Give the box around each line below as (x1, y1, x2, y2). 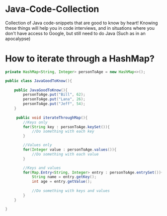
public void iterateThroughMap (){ (16, 115, 88, 120)
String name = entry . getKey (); (31, 174, 97, 179)
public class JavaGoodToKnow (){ (5, 78, 72, 83)
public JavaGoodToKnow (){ (14, 88, 68, 93)
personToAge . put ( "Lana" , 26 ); (23, 97, 85, 102)
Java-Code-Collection (5, 3, 99, 15)
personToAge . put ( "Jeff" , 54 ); (23, 102, 85, 107)
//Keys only (23, 120, 48, 125)
